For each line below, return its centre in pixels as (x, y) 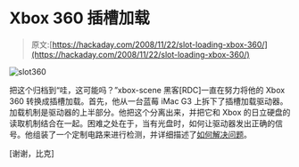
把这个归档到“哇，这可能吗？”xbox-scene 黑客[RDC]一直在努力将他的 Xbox (147, 90)
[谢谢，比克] (32, 153)
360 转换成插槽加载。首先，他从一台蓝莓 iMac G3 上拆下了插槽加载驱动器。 (149, 101)
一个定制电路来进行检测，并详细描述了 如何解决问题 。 (154, 134)
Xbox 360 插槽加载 (79, 18)
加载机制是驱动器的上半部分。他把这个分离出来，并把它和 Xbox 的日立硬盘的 (150, 112)
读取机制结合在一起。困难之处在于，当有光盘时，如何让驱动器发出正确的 (142, 123)
